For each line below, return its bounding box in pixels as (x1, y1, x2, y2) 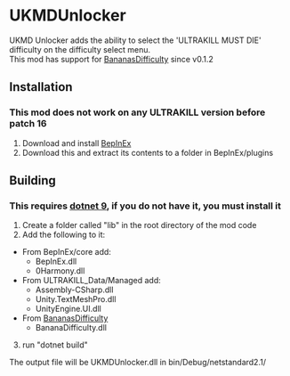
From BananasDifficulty (21, 313, 109, 323)
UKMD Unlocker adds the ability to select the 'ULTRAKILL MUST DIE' (9, 35, 262, 45)
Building (9, 173, 56, 188)
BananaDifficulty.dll (35, 323, 107, 333)
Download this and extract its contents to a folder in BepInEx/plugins (21, 147, 274, 158)
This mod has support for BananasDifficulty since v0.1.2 (9, 53, 213, 64)
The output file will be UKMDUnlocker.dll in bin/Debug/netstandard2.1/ (9, 357, 267, 368)
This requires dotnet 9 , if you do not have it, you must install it (9, 200, 282, 212)
